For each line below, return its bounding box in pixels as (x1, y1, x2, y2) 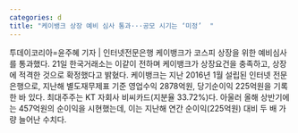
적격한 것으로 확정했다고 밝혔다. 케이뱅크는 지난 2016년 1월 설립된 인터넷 (18, 69, 271, 80)
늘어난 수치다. (18, 113, 67, 125)
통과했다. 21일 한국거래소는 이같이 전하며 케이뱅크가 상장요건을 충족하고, (18, 58, 270, 69)
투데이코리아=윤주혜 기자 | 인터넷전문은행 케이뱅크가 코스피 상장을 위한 (9, 46, 257, 58)
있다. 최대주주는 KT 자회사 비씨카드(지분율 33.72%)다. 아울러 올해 (28, 91, 260, 103)
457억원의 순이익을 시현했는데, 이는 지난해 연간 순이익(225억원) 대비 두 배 (18, 103, 277, 113)
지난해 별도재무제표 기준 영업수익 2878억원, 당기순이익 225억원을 (42, 80, 272, 91)
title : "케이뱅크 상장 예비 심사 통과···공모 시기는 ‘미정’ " (9, 21, 215, 30)
